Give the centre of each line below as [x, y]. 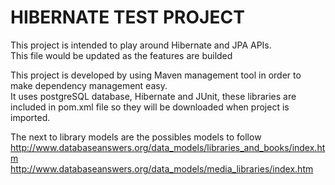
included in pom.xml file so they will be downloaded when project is [150, 107]
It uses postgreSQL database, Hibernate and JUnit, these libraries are [153, 96]
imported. [30, 117]
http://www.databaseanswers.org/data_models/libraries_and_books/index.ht [168, 147]
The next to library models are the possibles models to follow [136, 137]
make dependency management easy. [89, 85]
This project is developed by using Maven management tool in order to [156, 75]
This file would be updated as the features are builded [121, 55]
